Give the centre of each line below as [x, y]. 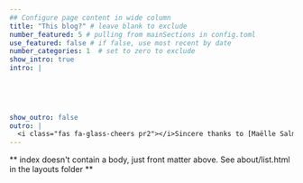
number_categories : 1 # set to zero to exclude [102, 51]
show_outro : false [44, 117]
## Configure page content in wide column [90, 18]
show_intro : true [42, 59]
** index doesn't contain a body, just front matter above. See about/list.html [150, 160]
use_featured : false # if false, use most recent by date [120, 43]
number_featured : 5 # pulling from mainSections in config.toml [133, 34]
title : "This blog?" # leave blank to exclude [98, 26]
